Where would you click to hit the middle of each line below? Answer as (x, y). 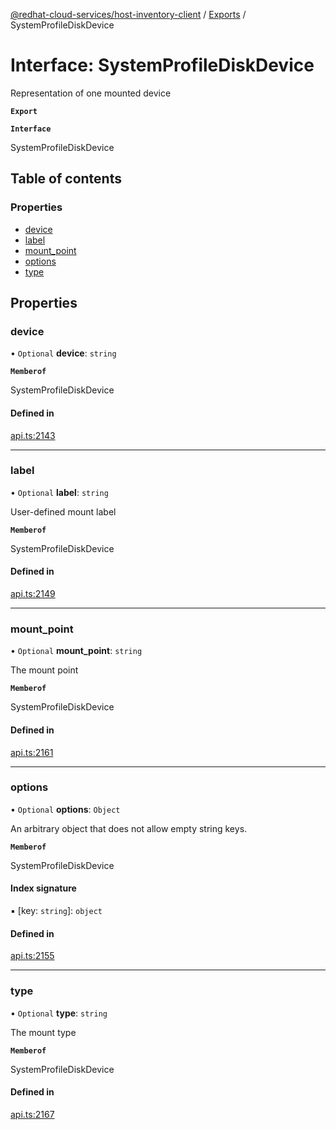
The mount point (44, 670)
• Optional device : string (63, 353)
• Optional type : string (59, 1013)
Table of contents (66, 179)
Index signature (43, 888)
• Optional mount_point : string (76, 651)
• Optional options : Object (65, 809)
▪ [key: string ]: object (56, 911)
